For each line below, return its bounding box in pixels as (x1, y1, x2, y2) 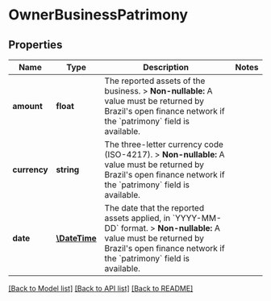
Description (142, 62, 190, 73)
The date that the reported (104, 203, 204, 213)
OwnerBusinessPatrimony (8, 6, 188, 24)
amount (12, 101, 43, 111)
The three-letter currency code (104, 139, 224, 150)
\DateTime (56, 232, 97, 244)
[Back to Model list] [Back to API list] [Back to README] (8, 284, 194, 293)
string (56, 164, 80, 175)
